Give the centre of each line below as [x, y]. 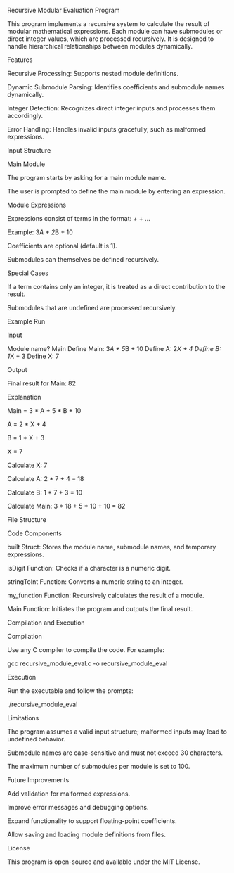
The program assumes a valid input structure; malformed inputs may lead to [117, 732]
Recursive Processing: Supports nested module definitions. [93, 74]
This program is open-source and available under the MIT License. [104, 862]
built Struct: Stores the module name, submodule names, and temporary [112, 547]
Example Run [26, 321]
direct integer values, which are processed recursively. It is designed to [111, 39]
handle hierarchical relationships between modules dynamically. [100, 46]
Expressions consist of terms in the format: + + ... [79, 218]
